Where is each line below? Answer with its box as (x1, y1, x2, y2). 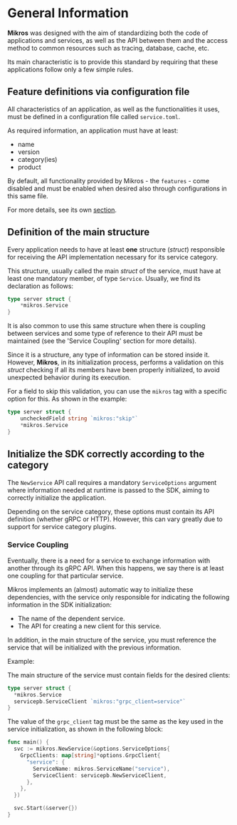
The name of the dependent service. (17, 614, 125, 622)
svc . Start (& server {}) (14, 804, 78, 812)
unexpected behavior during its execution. (7, 373, 132, 382)
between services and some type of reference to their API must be (7, 329, 203, 338)
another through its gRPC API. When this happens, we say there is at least (7, 563, 224, 572)
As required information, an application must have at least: (7, 126, 179, 135)
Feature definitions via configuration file (7, 86, 190, 98)
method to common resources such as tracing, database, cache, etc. (7, 43, 210, 52)
